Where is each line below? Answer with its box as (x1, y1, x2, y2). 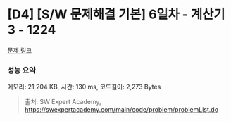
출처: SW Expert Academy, (24, 98, 101, 106)
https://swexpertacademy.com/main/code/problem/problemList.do (24, 106, 219, 114)
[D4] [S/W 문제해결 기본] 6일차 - (7, 6, 189, 23)
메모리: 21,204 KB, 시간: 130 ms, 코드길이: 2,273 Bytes (7, 82, 161, 91)
